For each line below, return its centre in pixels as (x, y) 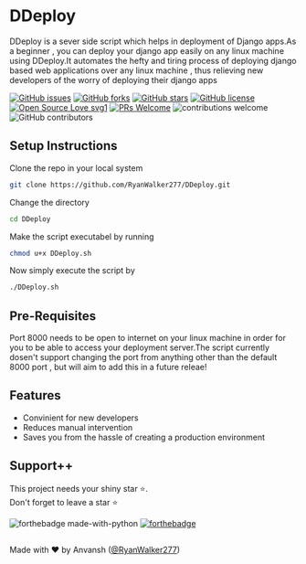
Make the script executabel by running (82, 236)
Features (35, 395)
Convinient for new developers (80, 418)
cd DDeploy (30, 219)
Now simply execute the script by (72, 271)
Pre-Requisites (53, 316)
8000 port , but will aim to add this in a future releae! (108, 367)
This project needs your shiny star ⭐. (79, 488)
